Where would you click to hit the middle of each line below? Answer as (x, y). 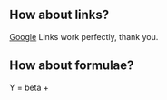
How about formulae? (72, 66)
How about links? (59, 15)
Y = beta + (29, 87)
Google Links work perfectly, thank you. (84, 36)
